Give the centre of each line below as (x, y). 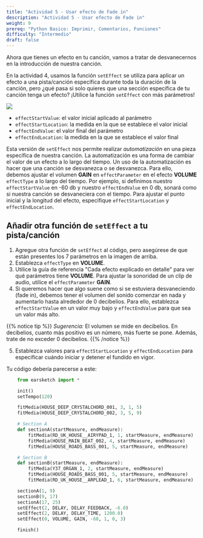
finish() (28, 530)
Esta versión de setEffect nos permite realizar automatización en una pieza (101, 149)
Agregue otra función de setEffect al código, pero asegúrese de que (101, 250)
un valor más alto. (37, 314)
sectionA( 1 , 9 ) (36, 491)
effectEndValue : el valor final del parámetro (69, 131)
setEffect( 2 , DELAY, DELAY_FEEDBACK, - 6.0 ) (73, 508)
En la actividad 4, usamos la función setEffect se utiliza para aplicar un (95, 75)
